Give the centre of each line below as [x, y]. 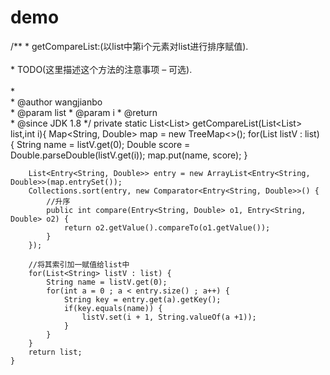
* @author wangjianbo [56, 102]
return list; [55, 352]
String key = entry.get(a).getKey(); [142, 299]
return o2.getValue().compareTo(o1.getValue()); [167, 227]
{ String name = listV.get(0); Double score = [100, 144]
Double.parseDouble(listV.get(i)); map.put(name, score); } [129, 155]
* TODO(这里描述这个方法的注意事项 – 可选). [101, 69]
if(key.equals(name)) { [113, 308]
